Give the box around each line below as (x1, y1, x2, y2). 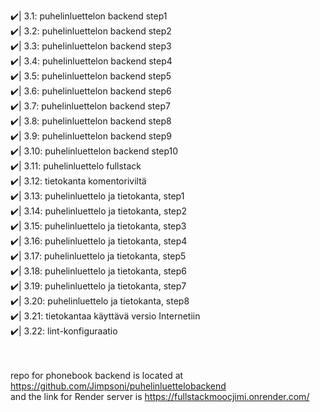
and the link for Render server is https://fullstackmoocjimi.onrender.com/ (10, 391, 310, 402)
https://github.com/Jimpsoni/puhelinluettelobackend (10, 380, 227, 392)
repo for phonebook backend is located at (10, 370, 184, 381)
